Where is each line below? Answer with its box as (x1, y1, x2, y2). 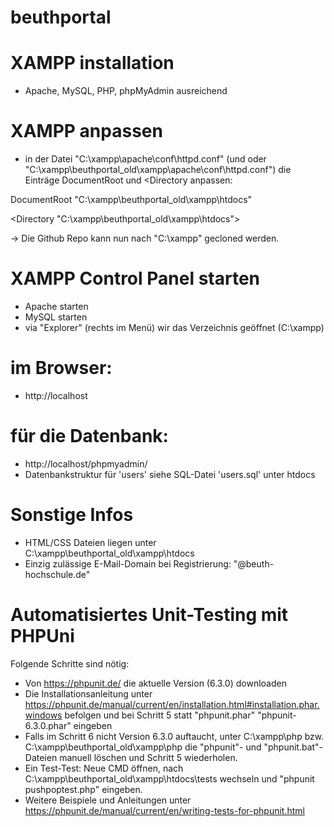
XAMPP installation (10, 52, 175, 75)
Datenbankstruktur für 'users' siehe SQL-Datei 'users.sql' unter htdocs (24, 468, 316, 480)
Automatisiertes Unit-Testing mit (10, 604, 289, 626)
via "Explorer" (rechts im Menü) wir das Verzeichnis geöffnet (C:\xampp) (24, 322, 325, 333)
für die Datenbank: (10, 425, 169, 448)
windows (24, 709, 63, 721)
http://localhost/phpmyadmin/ (24, 457, 148, 470)
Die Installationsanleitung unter (24, 687, 153, 700)
